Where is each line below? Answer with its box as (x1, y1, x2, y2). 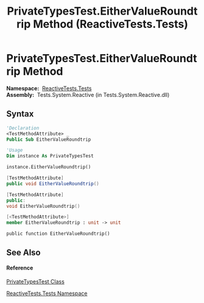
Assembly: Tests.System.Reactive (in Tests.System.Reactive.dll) (6, 91, 170, 98)
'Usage (6, 148, 23, 154)
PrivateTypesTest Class (6, 277, 65, 285)
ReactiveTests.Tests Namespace (6, 290, 88, 297)
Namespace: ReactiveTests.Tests (6, 84, 92, 92)
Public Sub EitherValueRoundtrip (6, 136, 91, 143)
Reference (6, 264, 33, 272)
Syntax (6, 109, 34, 119)
